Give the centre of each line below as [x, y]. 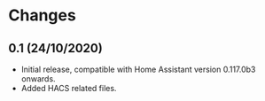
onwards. [38, 79]
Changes [42, 16]
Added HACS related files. [69, 88]
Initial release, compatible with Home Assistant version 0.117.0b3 [138, 69]
